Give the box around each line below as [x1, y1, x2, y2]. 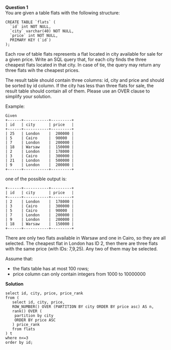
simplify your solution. [5, 94, 52, 99]
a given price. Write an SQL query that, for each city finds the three [5, 56, 146, 62]
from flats [12, 326, 36, 332]
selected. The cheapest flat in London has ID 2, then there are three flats [5, 240, 158, 246]
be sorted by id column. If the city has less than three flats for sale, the [5, 83, 154, 88]
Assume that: [5, 255, 33, 262]
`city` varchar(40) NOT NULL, [10, 29, 74, 34]
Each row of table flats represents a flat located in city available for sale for [5, 51, 163, 57]
